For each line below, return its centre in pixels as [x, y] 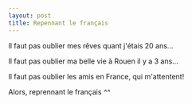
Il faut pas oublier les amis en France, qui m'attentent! [96, 76]
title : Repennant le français [59, 23]
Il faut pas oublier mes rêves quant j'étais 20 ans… [91, 45]
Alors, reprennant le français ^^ [59, 91]
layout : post [30, 15]
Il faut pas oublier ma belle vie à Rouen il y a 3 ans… [94, 61]
